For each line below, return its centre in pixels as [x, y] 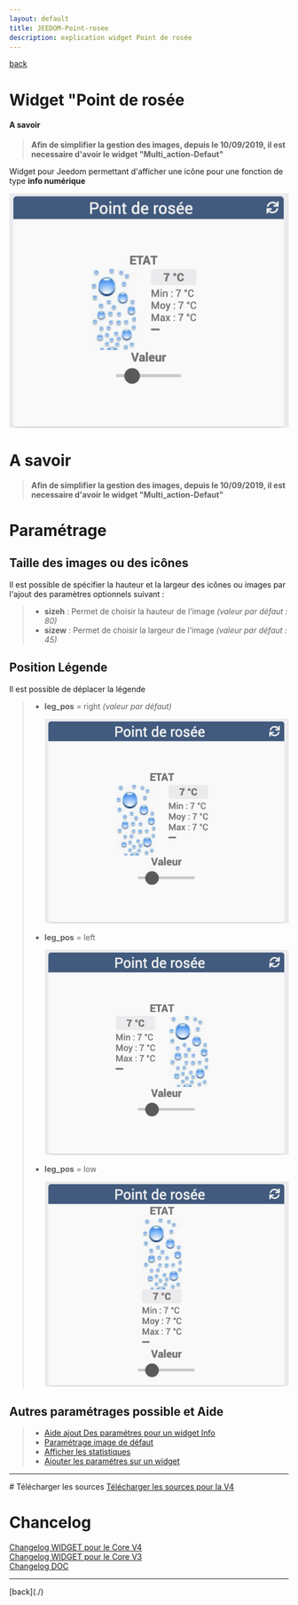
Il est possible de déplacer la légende [78, 689]
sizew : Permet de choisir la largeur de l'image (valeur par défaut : [165, 630]
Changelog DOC [39, 1566]
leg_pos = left [70, 938]
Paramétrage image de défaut [98, 1442]
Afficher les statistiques [87, 1452]
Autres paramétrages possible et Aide [117, 1412]
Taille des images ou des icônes [99, 563]
